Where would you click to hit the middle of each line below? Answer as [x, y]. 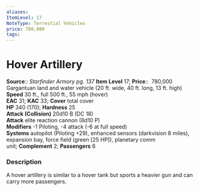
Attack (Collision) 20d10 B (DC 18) [50, 114]
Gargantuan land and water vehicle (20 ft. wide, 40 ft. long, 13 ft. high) [94, 88]
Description [24, 162]
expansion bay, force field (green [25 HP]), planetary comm [81, 140]
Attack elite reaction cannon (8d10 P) [53, 120]
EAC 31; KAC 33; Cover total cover [50, 101]
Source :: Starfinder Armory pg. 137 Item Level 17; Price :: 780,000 [89, 82]
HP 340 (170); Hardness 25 [41, 108]
